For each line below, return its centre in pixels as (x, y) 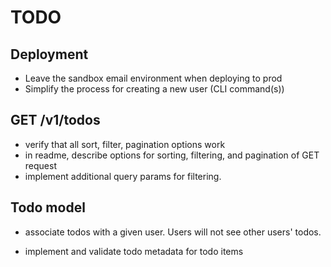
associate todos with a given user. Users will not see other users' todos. (173, 232)
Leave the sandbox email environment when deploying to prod (153, 78)
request (40, 165)
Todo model (48, 207)
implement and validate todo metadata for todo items (134, 251)
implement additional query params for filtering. (123, 176)
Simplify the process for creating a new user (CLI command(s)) (154, 89)
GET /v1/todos (55, 120)
